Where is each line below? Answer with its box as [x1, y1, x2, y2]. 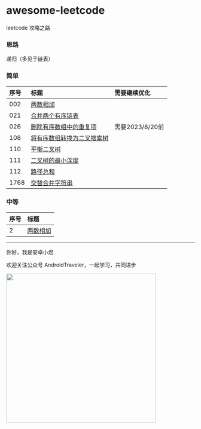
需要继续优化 [114, 88, 151, 97]
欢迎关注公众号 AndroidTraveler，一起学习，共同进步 [6, 261, 136, 268]
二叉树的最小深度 [31, 156, 79, 164]
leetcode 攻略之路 [6, 24, 51, 31]
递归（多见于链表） [6, 55, 54, 63]
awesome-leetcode [6, 4, 105, 17]
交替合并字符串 [31, 179, 73, 187]
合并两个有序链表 [31, 111, 79, 119]
